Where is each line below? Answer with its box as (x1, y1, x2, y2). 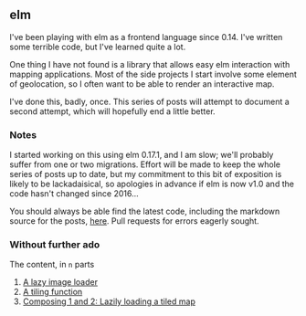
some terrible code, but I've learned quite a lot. (9, 41, 186, 52)
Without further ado (9, 238, 100, 251)
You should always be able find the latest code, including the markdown (9, 205, 280, 217)
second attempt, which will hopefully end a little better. (9, 105, 216, 117)
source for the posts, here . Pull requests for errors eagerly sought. (9, 216, 259, 226)
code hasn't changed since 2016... (9, 188, 139, 199)
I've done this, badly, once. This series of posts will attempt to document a (9, 96, 290, 107)
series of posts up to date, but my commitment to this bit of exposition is (9, 169, 282, 180)
